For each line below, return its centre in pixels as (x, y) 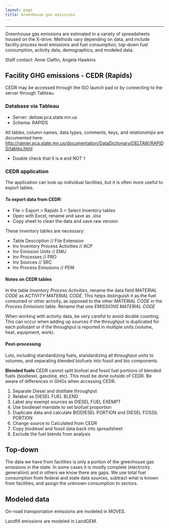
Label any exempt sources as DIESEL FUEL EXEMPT (67, 402)
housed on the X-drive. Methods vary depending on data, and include (77, 39)
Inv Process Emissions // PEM (43, 268)
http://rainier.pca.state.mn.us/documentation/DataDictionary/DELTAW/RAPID (84, 143)
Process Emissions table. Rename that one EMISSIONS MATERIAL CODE (80, 307)
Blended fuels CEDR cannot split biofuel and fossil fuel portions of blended (83, 370)
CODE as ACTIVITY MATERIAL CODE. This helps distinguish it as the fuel (81, 296)
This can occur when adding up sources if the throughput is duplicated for (82, 322)
